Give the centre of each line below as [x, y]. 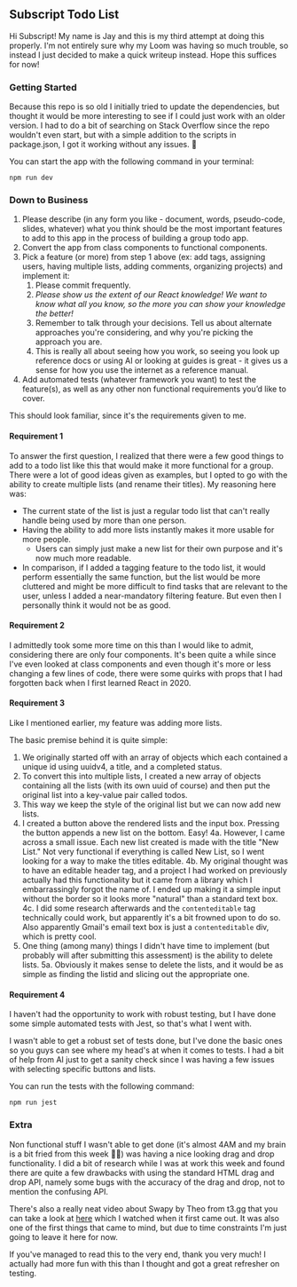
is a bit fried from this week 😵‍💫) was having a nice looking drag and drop [142, 1154]
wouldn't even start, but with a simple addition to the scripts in [123, 135]
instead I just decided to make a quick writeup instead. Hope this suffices [143, 55]
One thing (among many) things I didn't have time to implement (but [146, 946]
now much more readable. [83, 557]
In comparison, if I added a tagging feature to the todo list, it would [144, 567]
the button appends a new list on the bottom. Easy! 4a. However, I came [153, 833]
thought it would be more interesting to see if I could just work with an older [147, 116]
